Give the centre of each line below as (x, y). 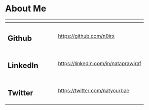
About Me (26, 9)
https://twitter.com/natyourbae (94, 91)
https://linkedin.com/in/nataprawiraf (100, 63)
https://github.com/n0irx (86, 36)
